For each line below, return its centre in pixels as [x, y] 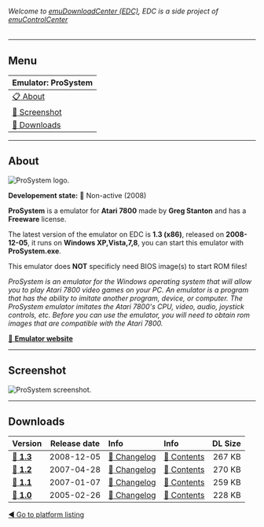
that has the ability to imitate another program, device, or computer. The [126, 298]
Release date [75, 444]
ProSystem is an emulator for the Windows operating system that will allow [130, 281]
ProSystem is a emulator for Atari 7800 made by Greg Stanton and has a [127, 210]
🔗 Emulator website [40, 338]
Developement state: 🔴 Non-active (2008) [77, 195]
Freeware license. [37, 219]
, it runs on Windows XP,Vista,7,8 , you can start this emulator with [136, 242]
